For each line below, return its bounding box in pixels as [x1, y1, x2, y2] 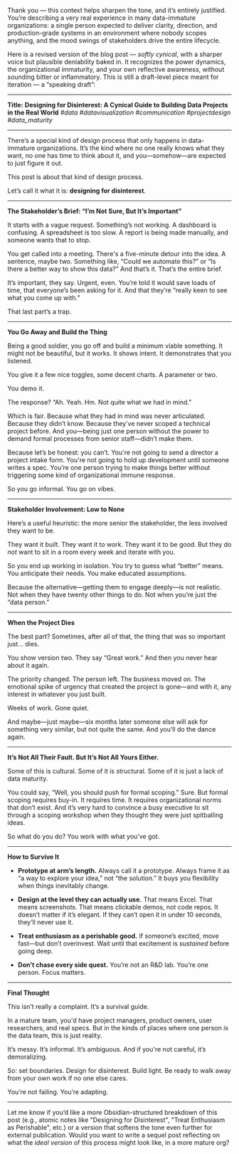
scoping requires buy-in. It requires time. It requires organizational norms [7, 796, 222, 804]
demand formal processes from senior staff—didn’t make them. [7, 434, 193, 443]
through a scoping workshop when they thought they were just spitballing [7, 811, 223, 819]
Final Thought [7, 988, 50, 997]
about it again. [7, 661, 50, 669]
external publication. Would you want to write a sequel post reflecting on [7, 1131, 221, 1139]
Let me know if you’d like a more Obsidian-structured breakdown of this [7, 1108, 218, 1116]
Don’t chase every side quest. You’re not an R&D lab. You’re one [17, 961, 208, 969]
